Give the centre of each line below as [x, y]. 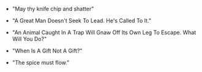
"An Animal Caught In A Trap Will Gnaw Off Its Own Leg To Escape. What [104, 32]
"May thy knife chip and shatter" [53, 9]
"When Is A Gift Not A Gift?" [47, 51]
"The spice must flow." [41, 63]
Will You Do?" [29, 39]
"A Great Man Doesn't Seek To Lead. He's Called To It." [82, 20]
